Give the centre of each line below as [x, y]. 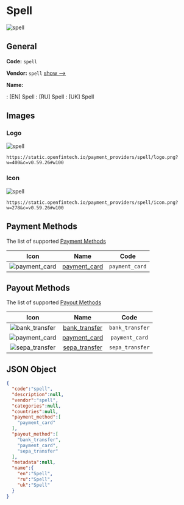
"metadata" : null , [34, 462]
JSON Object [31, 369]
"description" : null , [38, 394]
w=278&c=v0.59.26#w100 [35, 207]
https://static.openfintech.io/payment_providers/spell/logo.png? [92, 158]
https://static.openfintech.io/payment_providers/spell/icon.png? [92, 202]
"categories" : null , [37, 406]
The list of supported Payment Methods [56, 241]
